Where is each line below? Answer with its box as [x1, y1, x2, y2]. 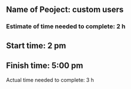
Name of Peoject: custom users [6, 5, 124, 15]
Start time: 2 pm [6, 41, 66, 51]
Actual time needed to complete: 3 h [6, 76, 94, 83]
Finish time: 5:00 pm [6, 61, 83, 71]
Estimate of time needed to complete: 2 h [6, 22, 126, 31]
